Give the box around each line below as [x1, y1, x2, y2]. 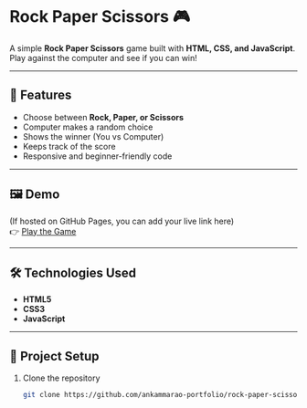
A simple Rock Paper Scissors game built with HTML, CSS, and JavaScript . [9, 42, 295, 54]
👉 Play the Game [9, 225, 77, 236]
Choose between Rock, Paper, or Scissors [22, 111, 185, 122]
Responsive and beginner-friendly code [22, 151, 173, 162]
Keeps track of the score [22, 141, 116, 152]
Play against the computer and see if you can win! [9, 52, 198, 63]
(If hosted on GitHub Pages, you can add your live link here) [9, 215, 235, 226]
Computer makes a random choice [22, 121, 153, 132]
